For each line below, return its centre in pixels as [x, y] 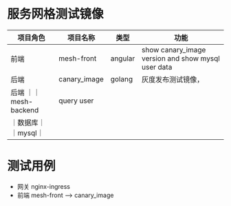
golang [121, 79]
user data [157, 67]
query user [76, 101]
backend [25, 110]
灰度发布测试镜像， [173, 79]
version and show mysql [181, 58]
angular [123, 58]
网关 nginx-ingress [44, 186]
